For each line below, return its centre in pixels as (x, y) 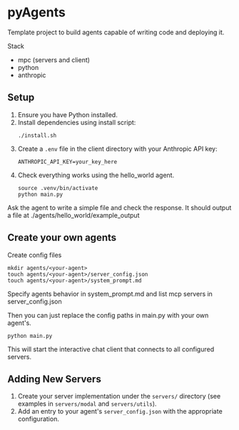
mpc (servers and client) (54, 60)
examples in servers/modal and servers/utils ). (87, 404)
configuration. (38, 419)
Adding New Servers (54, 379)
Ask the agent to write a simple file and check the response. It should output (119, 207)
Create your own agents (62, 237)
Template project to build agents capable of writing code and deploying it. (116, 32)
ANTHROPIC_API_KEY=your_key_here (67, 161)
